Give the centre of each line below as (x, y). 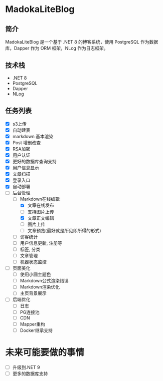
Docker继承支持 (36, 330)
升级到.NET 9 (26, 367)
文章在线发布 (41, 205)
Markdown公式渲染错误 (44, 281)
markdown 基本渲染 (33, 136)
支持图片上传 (41, 212)
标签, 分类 (30, 249)
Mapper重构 (32, 324)
